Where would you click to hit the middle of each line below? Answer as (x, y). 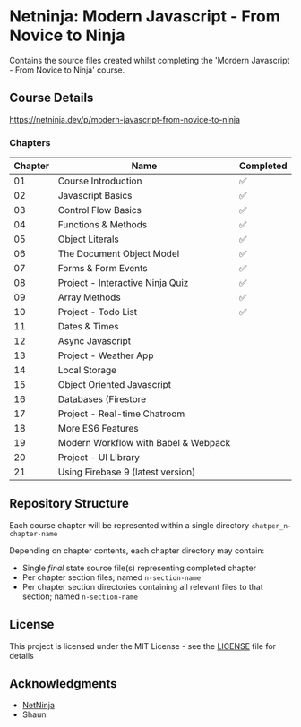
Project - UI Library (99, 458)
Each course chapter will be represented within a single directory (129, 525)
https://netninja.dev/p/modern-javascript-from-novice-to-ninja (125, 119)
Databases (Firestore (102, 399)
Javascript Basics (95, 196)
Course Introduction (100, 181)
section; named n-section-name (80, 596)
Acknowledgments (64, 684)
